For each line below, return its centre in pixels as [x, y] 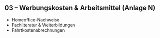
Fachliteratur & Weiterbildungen [43, 25]
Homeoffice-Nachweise [36, 19]
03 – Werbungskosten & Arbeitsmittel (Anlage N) [80, 8]
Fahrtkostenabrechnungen [38, 30]
